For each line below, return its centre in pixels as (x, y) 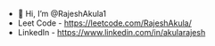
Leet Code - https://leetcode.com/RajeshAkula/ (104, 23)
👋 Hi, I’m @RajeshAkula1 (62, 14)
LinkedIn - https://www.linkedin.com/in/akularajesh (112, 32)
